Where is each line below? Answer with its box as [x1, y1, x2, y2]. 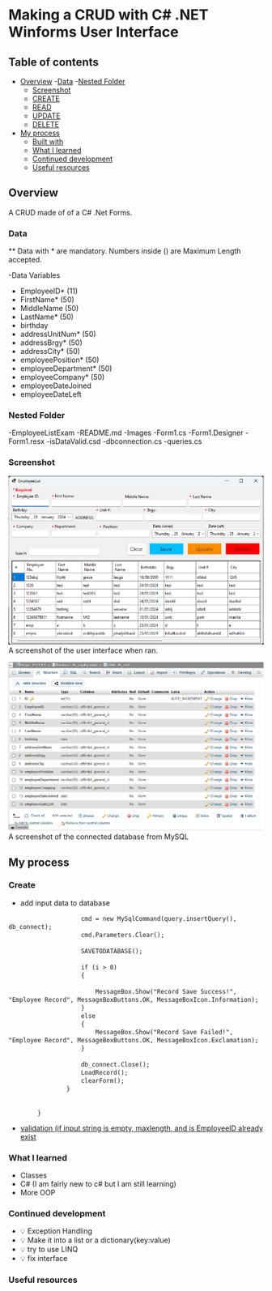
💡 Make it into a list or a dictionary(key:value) [19, 1235, 172, 1245]
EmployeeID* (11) [19, 286, 79, 296]
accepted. [8, 255, 42, 265]
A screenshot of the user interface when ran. [8, 645, 158, 655]
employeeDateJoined [19, 381, 91, 390]
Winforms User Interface [8, 23, 180, 41]
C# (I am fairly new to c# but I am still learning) [19, 1179, 176, 1189]
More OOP [19, 1188, 56, 1198]
